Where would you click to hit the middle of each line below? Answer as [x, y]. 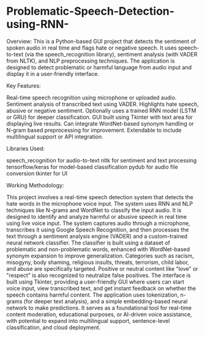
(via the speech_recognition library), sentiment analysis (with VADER [111, 54]
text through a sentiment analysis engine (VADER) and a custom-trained [97, 236]
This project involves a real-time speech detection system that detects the [100, 197]
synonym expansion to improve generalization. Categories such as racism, [100, 256]
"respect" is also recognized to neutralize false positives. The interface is [99, 275]
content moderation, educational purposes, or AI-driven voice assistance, [99, 314]
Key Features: [24, 85]
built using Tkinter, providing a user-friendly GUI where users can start [95, 282]
